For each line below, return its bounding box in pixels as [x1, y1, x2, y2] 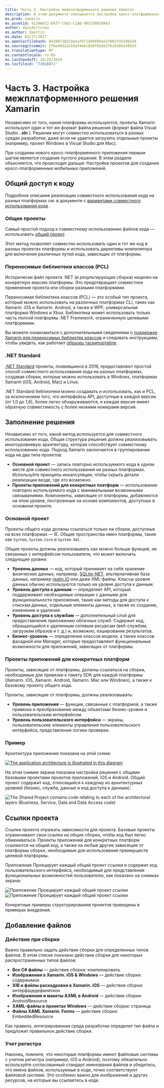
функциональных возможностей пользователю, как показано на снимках [5, 873, 159, 879]
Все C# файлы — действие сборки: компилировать [12, 966, 121, 972]
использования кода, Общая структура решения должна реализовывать [5, 436, 157, 442]
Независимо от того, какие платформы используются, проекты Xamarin [5, 120, 155, 126]
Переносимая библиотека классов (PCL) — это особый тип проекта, [5, 294, 149, 300]
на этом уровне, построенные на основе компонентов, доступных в [12, 498, 155, 503]
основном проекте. [12, 502, 53, 508]
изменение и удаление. [12, 607, 61, 613]
